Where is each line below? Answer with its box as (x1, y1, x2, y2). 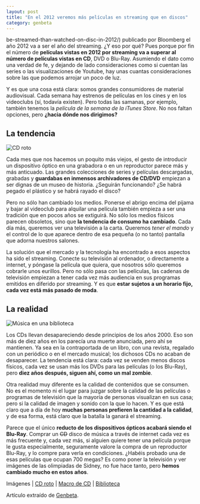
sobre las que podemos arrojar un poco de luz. (6, 74, 121, 81)
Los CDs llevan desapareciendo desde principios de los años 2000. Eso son (6, 332, 193, 338)
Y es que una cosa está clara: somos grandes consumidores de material (6, 86, 184, 93)
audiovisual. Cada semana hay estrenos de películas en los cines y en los (6, 92, 187, 99)
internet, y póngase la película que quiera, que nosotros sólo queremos (6, 261, 181, 268)
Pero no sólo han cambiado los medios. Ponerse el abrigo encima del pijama (6, 199, 194, 206)
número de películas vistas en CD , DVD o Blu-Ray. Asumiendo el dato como (6, 55, 194, 63)
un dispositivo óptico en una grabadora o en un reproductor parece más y (6, 162, 188, 169)
